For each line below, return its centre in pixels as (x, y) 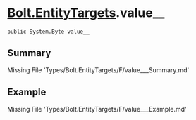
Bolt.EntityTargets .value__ (86, 13)
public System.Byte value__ (49, 32)
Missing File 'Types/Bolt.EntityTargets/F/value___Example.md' (97, 109)
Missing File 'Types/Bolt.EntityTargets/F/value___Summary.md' (98, 70)
